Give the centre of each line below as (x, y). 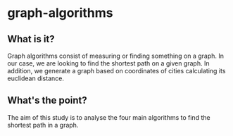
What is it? (31, 39)
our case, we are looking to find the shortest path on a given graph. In (108, 63)
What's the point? (48, 100)
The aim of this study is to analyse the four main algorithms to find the (109, 117)
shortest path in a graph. (43, 125)
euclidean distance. (36, 78)
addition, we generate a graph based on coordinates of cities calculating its (116, 71)
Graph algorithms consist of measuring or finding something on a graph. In (115, 56)
